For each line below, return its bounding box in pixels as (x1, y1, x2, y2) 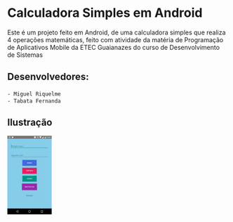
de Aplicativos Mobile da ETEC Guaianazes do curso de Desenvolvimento (7, 43, 220, 51)
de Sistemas (7, 51, 44, 59)
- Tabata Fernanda (7, 97, 61, 105)
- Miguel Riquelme (7, 90, 61, 98)
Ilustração (7, 117, 53, 129)
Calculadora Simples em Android (7, 5, 203, 21)
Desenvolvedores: (7, 71, 89, 83)
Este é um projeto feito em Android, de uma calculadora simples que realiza (7, 28, 226, 37)
